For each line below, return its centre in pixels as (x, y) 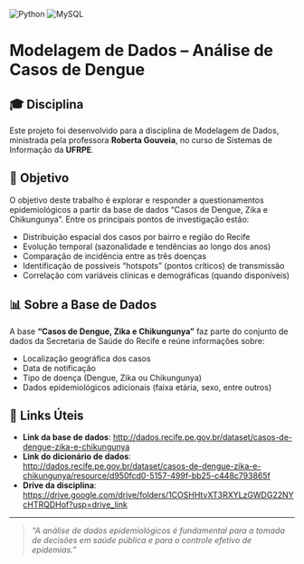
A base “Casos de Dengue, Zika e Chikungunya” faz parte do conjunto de (149, 331)
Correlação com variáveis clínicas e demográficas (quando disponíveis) (156, 275)
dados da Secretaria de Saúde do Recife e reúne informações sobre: (137, 340)
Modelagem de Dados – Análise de (142, 51)
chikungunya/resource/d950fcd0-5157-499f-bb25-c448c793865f (147, 476)
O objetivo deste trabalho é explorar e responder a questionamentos (137, 200)
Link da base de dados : (66, 437)
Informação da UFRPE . (52, 150)
